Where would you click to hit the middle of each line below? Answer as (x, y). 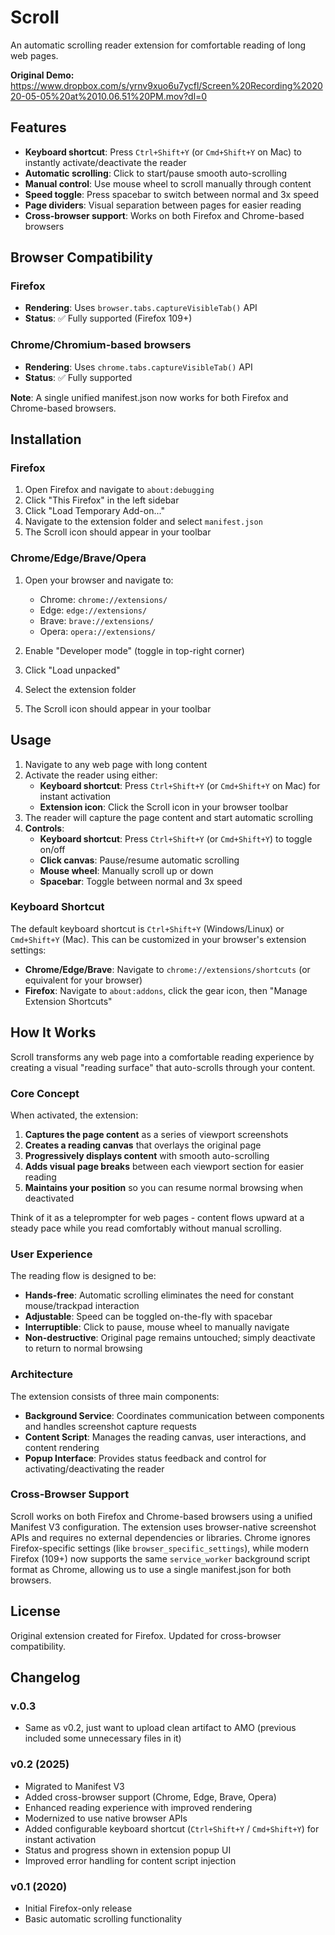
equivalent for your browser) (83, 980)
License (35, 1611)
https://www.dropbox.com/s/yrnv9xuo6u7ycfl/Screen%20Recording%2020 (166, 85)
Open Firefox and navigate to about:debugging (119, 490)
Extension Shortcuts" (68, 1001)
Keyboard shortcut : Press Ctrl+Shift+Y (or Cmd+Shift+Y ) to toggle (176, 838)
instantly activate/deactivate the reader (105, 162)
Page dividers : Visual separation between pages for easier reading (163, 205)
